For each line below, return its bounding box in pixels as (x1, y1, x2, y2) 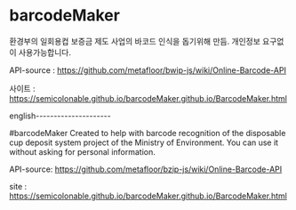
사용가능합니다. (18, 46, 72, 58)
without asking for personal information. (9, 146, 156, 157)
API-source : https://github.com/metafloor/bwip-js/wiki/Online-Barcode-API (9, 64, 287, 76)
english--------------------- (9, 110, 111, 121)
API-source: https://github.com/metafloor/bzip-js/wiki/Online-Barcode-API (9, 164, 283, 174)
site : (9, 181, 28, 191)
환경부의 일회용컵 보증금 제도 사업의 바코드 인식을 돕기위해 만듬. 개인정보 (9, 36, 260, 46)
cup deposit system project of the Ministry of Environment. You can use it (9, 137, 278, 148)
